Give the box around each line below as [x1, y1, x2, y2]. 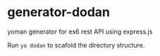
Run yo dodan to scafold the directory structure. [7, 41, 145, 49]
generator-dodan [7, 4, 111, 20]
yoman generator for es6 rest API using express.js [7, 27, 153, 36]
